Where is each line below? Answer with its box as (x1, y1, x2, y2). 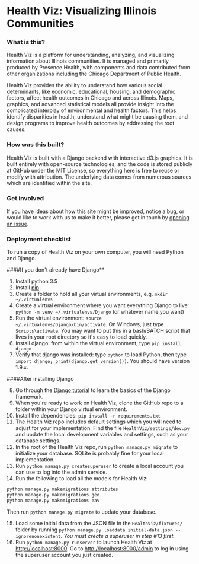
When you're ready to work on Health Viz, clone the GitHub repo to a (15, 399, 184, 407)
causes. (7, 126, 26, 133)
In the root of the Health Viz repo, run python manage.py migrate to (15, 444, 178, 451)
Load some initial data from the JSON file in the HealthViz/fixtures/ (15, 520, 183, 527)
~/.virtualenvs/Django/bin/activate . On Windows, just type (15, 321, 165, 328)
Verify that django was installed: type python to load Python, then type (15, 351, 187, 358)
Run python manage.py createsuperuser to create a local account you (15, 463, 184, 470)
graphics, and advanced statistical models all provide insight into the (7, 101, 174, 108)
